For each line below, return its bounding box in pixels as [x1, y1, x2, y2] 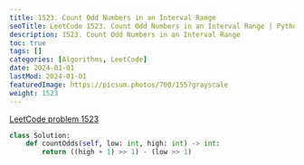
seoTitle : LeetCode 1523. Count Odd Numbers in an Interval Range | [9, 22, 273, 31]
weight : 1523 [9, 88, 59, 97]
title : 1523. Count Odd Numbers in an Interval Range [9, 13, 217, 23]
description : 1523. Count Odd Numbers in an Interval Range [9, 30, 242, 39]
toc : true [9, 38, 47, 48]
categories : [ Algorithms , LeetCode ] [9, 55, 147, 64]
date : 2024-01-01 [9, 64, 75, 73]
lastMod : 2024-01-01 [9, 72, 88, 81]
